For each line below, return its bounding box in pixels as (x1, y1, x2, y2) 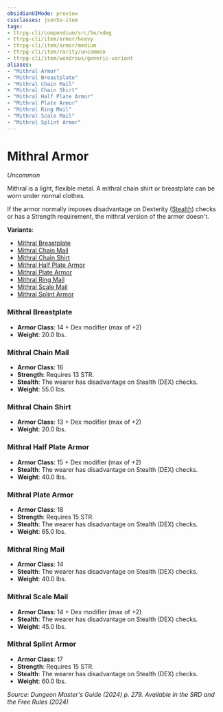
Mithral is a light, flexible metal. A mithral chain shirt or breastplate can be (7, 184, 215, 193)
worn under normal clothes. (7, 192, 86, 200)
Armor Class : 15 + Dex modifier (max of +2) (16, 458, 142, 466)
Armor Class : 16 (16, 363, 64, 371)
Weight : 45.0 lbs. (16, 622, 67, 630)
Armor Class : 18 (16, 505, 64, 513)
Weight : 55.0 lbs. (16, 385, 67, 393)
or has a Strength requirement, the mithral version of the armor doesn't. (7, 213, 209, 221)
